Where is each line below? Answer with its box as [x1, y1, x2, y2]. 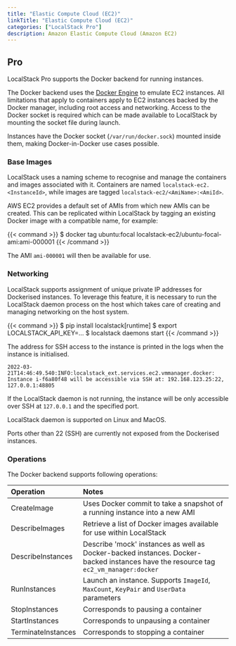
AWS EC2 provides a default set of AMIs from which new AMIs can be [7, 201, 210, 210]
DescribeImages [11, 523, 65, 533]
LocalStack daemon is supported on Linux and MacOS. [7, 415, 166, 423]
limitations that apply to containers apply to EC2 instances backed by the [7, 96, 219, 104]
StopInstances [11, 604, 58, 614]
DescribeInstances [11, 551, 73, 561]
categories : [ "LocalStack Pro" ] [7, 23, 102, 30]
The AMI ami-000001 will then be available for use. [7, 251, 151, 260]
